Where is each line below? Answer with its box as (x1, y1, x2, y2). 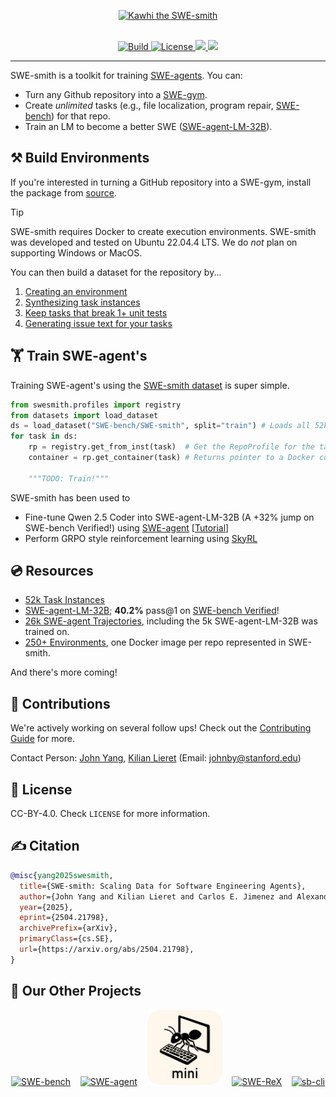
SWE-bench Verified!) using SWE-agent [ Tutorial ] (24, 521, 230, 534)
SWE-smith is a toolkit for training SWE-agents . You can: (10, 70, 243, 81)
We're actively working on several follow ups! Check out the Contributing (10, 722, 312, 734)
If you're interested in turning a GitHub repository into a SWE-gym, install (10, 176, 312, 188)
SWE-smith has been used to (10, 491, 131, 504)
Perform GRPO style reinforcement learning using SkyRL (24, 532, 258, 544)
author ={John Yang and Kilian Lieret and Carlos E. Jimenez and (19, 891, 293, 902)
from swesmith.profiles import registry (10, 400, 182, 410)
